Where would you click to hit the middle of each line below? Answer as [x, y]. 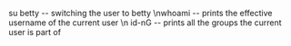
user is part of [35, 32]
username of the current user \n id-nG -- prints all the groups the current [145, 23]
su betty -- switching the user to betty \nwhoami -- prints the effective [140, 13]
